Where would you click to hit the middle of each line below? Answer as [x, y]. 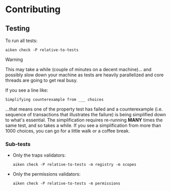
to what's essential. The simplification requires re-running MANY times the [84, 120]
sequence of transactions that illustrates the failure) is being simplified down [86, 114]
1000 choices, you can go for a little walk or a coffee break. [68, 131]
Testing [18, 28]
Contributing [33, 9]
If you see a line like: [27, 90]
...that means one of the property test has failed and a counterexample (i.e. [84, 109]
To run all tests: [21, 40]
